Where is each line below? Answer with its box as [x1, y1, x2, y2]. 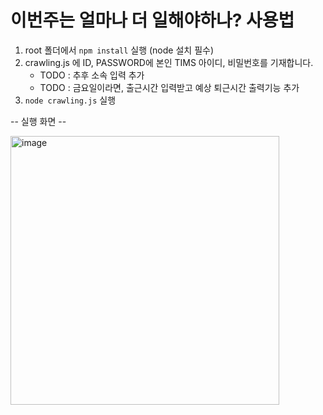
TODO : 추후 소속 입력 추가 [39, 69, 145, 81]
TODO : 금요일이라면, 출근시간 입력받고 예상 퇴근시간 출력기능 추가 [39, 81, 300, 93]
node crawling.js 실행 [24, 94, 117, 106]
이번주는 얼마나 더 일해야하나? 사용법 [10, 9, 295, 32]
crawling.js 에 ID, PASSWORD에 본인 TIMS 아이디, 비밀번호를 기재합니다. [24, 56, 314, 68]
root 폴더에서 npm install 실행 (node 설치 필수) [24, 44, 215, 56]
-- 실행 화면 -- [10, 115, 67, 127]
